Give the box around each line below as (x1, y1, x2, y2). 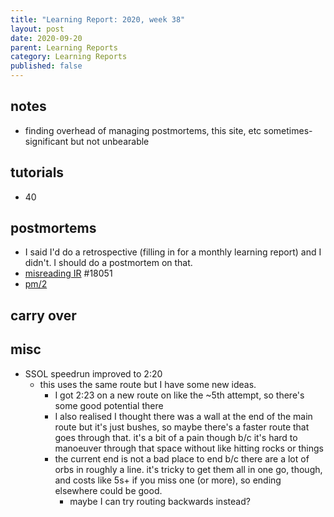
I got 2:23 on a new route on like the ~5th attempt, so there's (54, 389, 305, 401)
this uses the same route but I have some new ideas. (39, 378, 257, 390)
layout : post (10, 24, 65, 34)
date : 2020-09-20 (10, 33, 83, 43)
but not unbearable (70, 135, 150, 147)
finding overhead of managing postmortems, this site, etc (24, 124, 262, 136)
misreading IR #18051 (24, 267, 113, 280)
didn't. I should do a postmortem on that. (24, 257, 193, 269)
